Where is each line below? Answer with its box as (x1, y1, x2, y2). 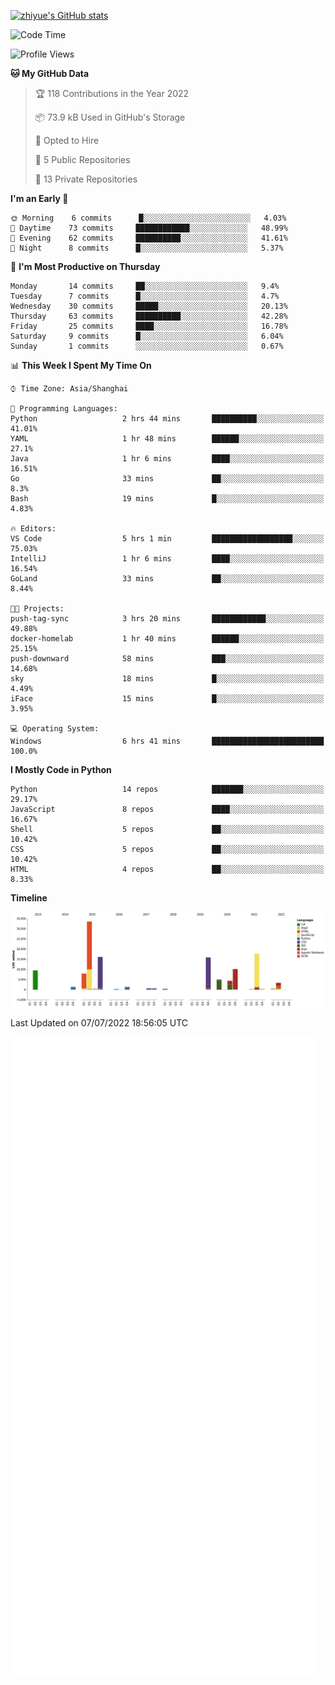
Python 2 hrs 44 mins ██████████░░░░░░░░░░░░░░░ (10, 414, 325, 424)
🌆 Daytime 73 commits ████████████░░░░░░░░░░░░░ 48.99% (10, 223, 288, 233)
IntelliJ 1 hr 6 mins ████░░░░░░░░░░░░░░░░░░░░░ (10, 554, 325, 564)
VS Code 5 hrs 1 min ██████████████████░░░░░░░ (10, 534, 325, 544)
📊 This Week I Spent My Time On (10, 360, 152, 371)
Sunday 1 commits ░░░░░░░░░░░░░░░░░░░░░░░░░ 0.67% (10, 341, 284, 351)
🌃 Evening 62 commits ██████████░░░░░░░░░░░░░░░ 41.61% (10, 233, 288, 243)
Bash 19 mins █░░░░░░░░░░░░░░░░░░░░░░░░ (10, 494, 325, 504)
